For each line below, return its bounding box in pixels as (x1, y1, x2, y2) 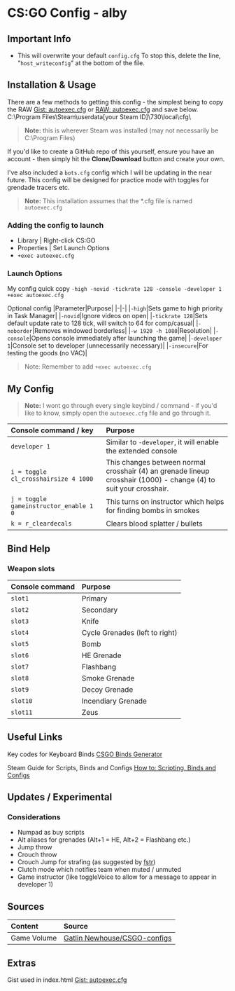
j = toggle (10, 496, 47, 503)
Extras (7, 957, 36, 969)
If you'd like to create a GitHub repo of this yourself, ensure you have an (7, 147, 215, 156)
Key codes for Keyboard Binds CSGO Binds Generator (7, 750, 163, 758)
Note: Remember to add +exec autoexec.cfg (24, 362, 152, 371)
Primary (81, 594, 108, 603)
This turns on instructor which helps (106, 497, 225, 507)
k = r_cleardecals (10, 520, 72, 528)
